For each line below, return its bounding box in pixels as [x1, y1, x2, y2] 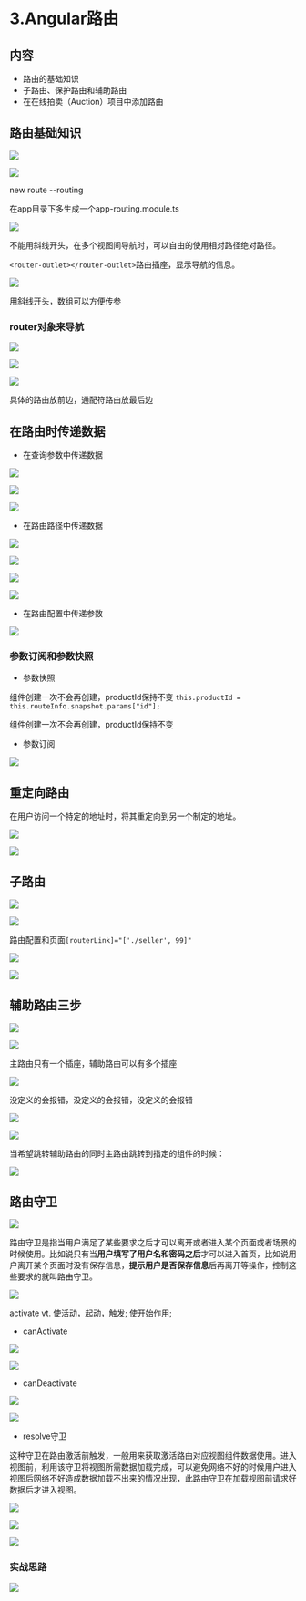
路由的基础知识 [22, 74, 79, 84]
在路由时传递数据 [9, 423, 106, 439]
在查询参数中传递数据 [22, 449, 103, 460]
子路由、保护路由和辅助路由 [22, 85, 127, 96]
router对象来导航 [9, 320, 85, 333]
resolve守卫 [22, 1431, 66, 1441]
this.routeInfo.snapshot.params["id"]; [9, 702, 161, 711]
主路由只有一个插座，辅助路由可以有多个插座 [9, 1058, 178, 1069]
